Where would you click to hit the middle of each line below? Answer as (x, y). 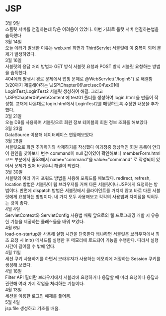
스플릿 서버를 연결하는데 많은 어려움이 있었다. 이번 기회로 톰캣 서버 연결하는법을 (82, 29)
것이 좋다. (20, 203)
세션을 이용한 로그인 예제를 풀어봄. (38, 296)
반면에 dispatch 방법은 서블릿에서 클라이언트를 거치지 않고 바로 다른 (85, 190)
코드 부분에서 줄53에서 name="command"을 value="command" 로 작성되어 (80, 159)
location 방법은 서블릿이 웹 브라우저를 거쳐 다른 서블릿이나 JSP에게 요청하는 (79, 184)
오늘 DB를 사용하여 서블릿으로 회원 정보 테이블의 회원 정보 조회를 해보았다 (76, 122)
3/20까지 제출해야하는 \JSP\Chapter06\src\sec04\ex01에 (62, 85)
